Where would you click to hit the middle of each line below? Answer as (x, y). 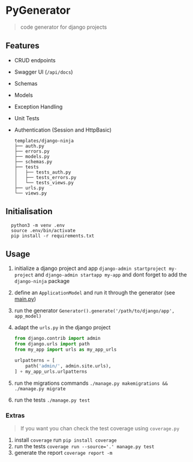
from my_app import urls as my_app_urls (65, 350)
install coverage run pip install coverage (66, 440)
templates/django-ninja (44, 141)
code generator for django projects (64, 27)
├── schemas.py (33, 162)
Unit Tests (27, 118)
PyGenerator (38, 10)
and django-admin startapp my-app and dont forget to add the (111, 275)
